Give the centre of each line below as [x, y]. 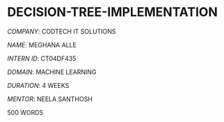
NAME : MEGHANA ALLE [42, 45]
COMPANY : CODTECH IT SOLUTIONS [62, 31]
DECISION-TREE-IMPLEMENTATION [112, 12]
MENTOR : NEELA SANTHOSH [50, 99]
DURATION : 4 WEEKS [38, 85]
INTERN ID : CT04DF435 [42, 58]
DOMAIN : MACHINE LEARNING [52, 72]
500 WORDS [25, 112]
